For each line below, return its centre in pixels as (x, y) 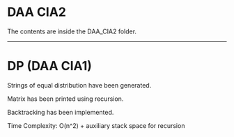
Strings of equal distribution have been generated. (79, 85)
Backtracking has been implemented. (61, 112)
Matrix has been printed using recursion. (65, 99)
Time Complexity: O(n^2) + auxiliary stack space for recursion (96, 125)
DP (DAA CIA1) (50, 66)
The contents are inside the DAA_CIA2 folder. (72, 31)
